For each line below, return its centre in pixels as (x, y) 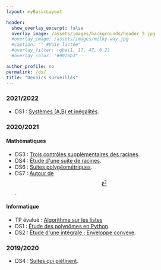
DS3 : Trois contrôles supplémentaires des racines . (77, 154)
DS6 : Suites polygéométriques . (53, 167)
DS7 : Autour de (34, 173)
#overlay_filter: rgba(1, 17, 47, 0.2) (61, 50)
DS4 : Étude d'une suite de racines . (58, 160)
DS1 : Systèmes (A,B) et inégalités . (57, 111)
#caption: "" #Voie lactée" (46, 45)
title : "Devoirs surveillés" (42, 77)
